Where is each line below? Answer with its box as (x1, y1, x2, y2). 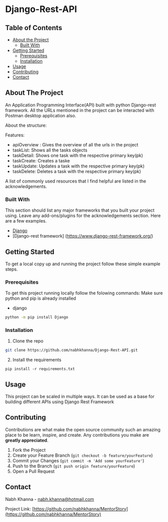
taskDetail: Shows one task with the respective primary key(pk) (12, 152, 143, 158)
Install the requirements (12, 357, 62, 363)
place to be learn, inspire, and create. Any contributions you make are (5, 432, 149, 438)
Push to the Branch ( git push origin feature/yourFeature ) (12, 463, 135, 469)
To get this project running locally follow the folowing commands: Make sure (5, 290, 163, 296)
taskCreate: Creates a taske (12, 157, 70, 163)
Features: (5, 132, 25, 138)
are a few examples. (5, 218, 47, 224)
